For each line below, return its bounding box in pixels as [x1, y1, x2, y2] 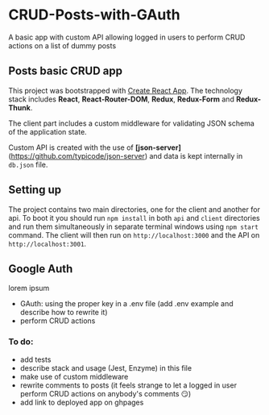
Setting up [8, 183, 62, 197]
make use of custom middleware [19, 371, 129, 381]
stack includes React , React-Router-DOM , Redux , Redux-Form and [8, 94, 235, 104]
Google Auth [8, 262, 73, 276]
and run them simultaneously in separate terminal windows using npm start [8, 222, 259, 231]
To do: [8, 336, 34, 347]
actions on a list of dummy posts [8, 40, 117, 50]
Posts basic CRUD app [8, 64, 123, 78]
